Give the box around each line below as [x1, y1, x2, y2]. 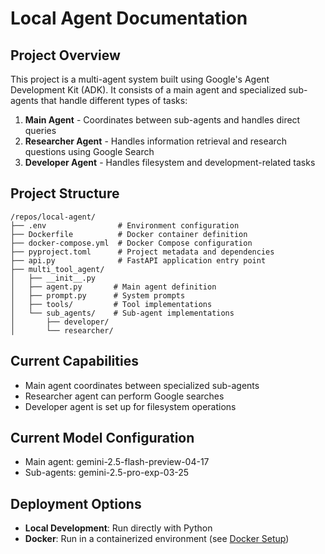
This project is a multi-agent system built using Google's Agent [10, 73, 270, 85]
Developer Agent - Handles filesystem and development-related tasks [24, 157, 316, 168]
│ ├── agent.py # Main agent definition [10, 282, 217, 292]
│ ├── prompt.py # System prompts [10, 290, 186, 301]
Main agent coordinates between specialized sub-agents [24, 379, 260, 391]
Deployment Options [10, 495, 142, 512]
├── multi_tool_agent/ [10, 264, 105, 274]
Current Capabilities [10, 353, 139, 370]
